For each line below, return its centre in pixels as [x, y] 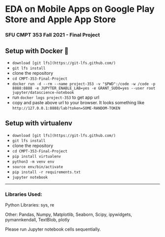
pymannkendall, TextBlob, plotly [37, 220]
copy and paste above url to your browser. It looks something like [78, 102]
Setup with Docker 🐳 [37, 51]
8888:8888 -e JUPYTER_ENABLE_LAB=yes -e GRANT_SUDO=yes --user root [84, 88]
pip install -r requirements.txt [46, 172]
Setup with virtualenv [39, 123]
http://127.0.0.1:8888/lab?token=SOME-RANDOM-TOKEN [66, 108]
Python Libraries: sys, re [30, 205]
